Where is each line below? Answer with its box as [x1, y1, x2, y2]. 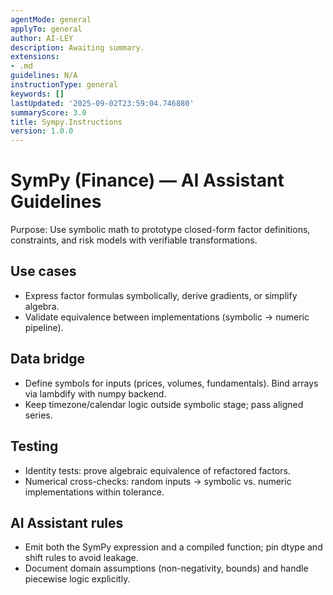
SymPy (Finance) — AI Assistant [10, 169, 285, 192]
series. [24, 409, 53, 421]
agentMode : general [10, 14, 92, 25]
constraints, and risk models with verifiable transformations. [10, 234, 258, 246]
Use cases [10, 263, 77, 280]
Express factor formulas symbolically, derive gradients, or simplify [24, 289, 298, 301]
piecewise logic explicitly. [24, 573, 131, 585]
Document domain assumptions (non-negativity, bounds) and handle [24, 562, 309, 575]
